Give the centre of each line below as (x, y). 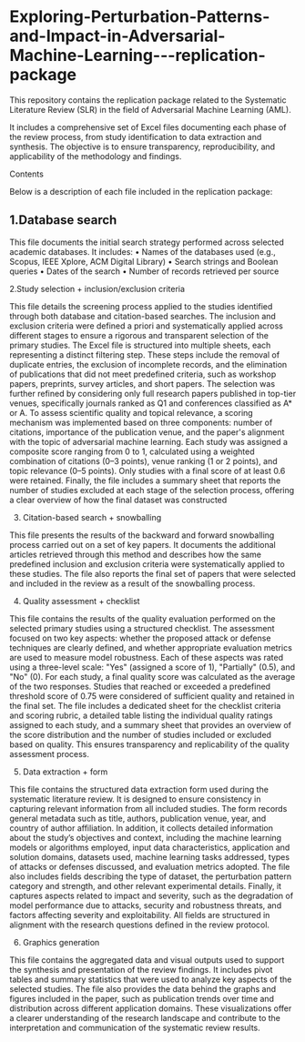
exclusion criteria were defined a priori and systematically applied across (147, 326)
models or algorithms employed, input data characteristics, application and (150, 847)
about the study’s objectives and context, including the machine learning (146, 837)
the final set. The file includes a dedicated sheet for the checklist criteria (145, 705)
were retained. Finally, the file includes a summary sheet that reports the (145, 481)
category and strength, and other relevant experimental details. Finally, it (146, 885)
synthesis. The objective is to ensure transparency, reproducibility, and (142, 147)
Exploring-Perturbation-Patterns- (140, 17)
